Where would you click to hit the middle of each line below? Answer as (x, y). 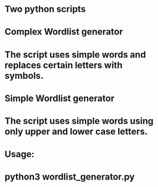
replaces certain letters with (64, 65)
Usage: (20, 154)
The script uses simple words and (75, 54)
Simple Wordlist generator (59, 98)
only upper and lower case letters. (76, 131)
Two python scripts (45, 9)
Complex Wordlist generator (64, 32)
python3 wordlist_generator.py (70, 177)
